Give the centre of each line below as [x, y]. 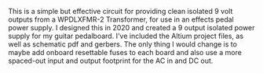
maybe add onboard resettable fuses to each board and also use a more [125, 52]
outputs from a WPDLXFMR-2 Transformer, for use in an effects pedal [121, 19]
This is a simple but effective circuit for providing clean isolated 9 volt [121, 11]
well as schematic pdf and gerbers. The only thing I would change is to [123, 44]
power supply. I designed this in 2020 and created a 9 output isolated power [131, 28]
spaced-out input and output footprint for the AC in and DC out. [111, 61]
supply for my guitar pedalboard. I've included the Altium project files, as [126, 36]
